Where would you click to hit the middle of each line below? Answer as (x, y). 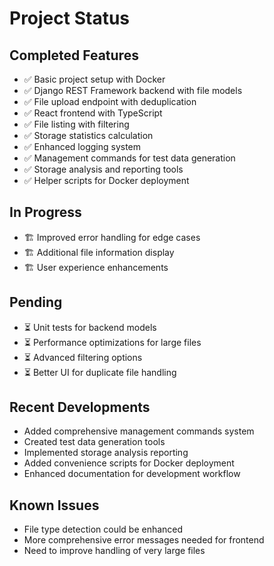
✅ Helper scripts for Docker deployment (106, 180)
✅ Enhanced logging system (82, 146)
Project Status (70, 18)
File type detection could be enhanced (103, 529)
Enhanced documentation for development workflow (132, 474)
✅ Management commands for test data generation (129, 158)
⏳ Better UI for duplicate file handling (100, 372)
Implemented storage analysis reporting (106, 453)
